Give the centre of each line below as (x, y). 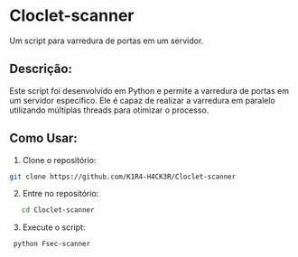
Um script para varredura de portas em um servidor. (107, 41)
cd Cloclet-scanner (58, 210)
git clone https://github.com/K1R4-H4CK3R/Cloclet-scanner (123, 177)
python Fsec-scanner (52, 244)
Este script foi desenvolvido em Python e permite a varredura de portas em (149, 90)
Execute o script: (54, 227)
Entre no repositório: (61, 194)
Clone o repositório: (59, 160)
